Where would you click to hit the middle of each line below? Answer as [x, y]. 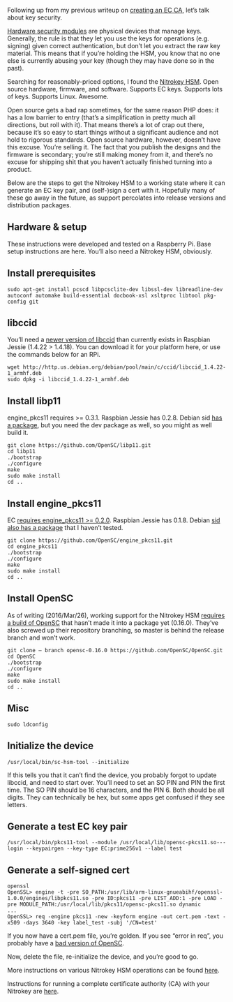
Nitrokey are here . [33, 992]
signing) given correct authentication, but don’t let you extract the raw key [114, 46]
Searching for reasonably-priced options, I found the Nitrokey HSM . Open [113, 82]
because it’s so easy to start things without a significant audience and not [113, 132]
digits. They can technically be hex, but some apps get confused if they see [116, 797]
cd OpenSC [22, 656]
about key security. [35, 17]
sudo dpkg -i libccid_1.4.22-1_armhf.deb [68, 380]
